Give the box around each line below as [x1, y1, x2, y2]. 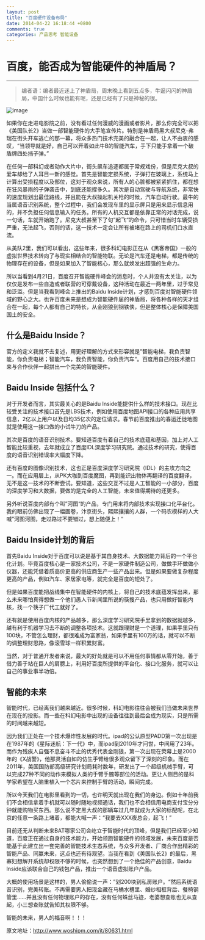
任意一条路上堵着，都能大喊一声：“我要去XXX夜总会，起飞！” [16, 814, 172, 822]
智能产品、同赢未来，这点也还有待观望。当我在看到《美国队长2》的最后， [6, 850, 192, 858]
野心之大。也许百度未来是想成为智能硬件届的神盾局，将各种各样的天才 [16, 295, 193, 303]
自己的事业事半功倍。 [6, 667, 60, 674]
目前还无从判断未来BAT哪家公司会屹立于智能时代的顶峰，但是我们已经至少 [6, 827, 193, 834]
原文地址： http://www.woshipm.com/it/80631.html [6, 927, 133, 935]
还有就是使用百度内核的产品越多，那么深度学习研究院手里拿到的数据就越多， [6, 616, 199, 623]
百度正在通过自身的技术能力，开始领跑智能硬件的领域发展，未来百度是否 [16, 834, 199, 842]
